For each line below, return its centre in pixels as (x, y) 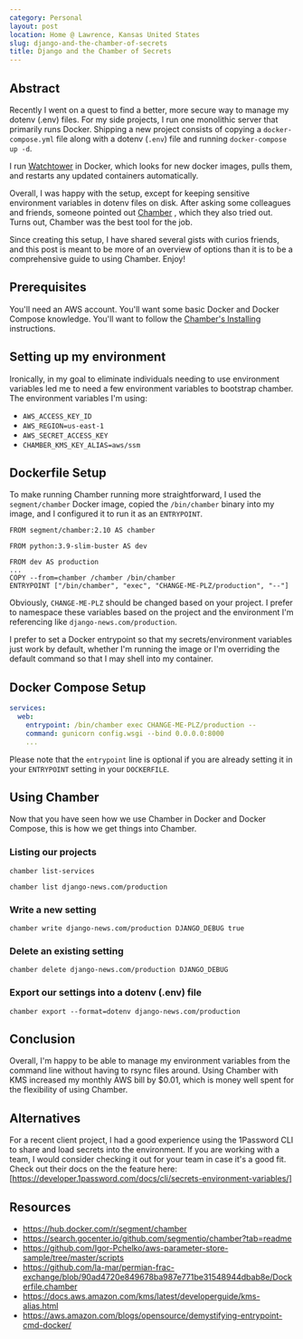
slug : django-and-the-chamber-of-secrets (89, 43)
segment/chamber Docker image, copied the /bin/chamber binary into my (142, 505)
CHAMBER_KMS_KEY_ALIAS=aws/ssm (81, 445)
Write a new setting (53, 910)
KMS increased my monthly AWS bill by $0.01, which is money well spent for (151, 1080)
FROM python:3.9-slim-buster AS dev (78, 546)
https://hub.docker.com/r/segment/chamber (104, 1229)
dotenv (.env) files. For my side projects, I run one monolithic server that (144, 120)
